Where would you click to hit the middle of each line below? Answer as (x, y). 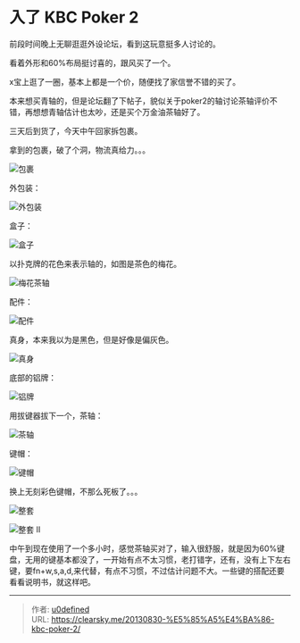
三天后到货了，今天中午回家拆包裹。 (76, 130)
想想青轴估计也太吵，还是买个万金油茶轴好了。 (119, 112)
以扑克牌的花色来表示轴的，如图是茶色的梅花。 (95, 263)
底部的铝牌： (33, 377)
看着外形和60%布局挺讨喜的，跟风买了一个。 (92, 63)
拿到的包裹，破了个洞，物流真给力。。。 (79, 150)
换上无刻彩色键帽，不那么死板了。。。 (76, 491)
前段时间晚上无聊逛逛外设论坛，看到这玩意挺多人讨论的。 (115, 44)
